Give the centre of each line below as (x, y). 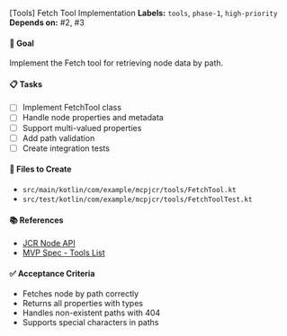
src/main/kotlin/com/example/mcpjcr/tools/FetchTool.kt (129, 190)
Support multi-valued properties (82, 128)
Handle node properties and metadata (93, 118)
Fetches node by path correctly (81, 294)
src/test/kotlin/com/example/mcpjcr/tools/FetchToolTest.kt (137, 199)
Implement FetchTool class (72, 108)
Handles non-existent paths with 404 (91, 313)
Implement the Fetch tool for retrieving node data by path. (117, 63)
